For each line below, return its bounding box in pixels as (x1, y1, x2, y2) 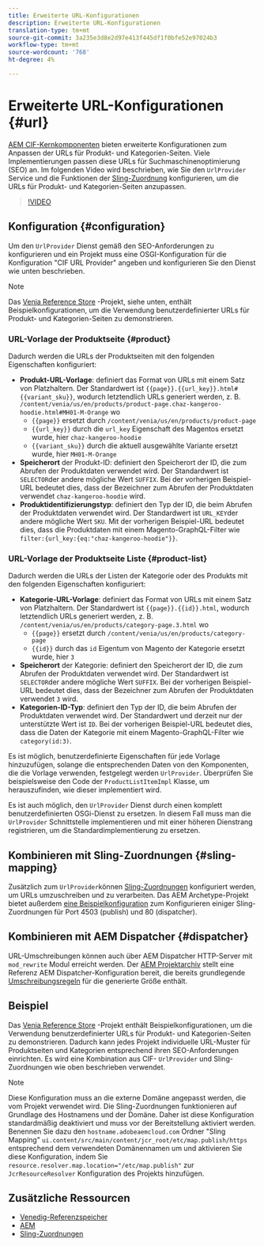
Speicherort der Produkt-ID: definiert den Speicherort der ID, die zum (19, 457, 247, 467)
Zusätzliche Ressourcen (8, 1191, 130, 1205)
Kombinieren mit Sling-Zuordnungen (8, 848, 194, 862)
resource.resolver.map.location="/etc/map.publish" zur (8, 1160, 194, 1169)
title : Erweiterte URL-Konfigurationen (8, 11, 140, 20)
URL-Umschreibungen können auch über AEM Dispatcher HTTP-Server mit (8, 951, 253, 960)
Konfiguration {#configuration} (8, 220, 166, 233)
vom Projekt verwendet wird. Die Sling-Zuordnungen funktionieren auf (8, 1101, 237, 1111)
